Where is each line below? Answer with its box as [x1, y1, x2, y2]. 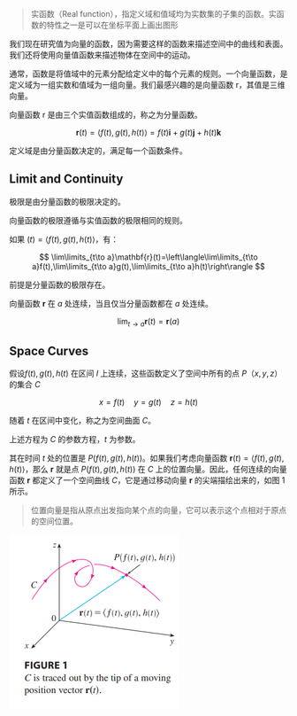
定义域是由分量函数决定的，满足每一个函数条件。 [9, 145, 187, 156]
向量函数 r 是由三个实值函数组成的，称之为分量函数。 [9, 110, 203, 120]
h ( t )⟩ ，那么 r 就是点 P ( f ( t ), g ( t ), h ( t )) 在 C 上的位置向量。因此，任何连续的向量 [9, 464, 287, 475]
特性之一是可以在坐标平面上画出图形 [46, 19, 179, 30]
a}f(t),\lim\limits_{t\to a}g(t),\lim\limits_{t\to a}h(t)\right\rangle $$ [32, 261, 265, 271]
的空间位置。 [30, 516, 78, 526]
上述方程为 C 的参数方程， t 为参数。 [9, 434, 141, 445]
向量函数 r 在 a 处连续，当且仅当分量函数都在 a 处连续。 [9, 298, 214, 308]
